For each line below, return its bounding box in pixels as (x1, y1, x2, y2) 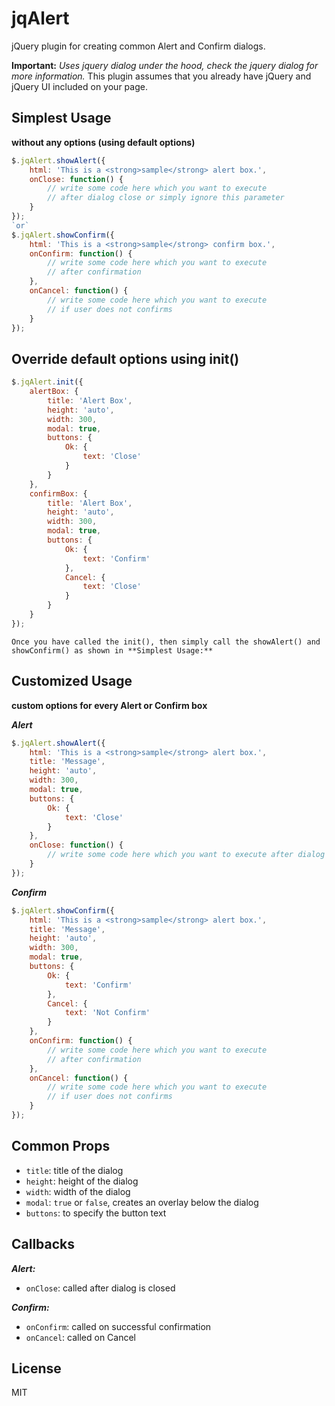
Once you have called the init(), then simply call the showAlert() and (11, 637, 321, 647)
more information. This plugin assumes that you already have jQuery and (11, 70, 312, 82)
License (11, 1360, 62, 1377)
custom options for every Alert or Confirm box (11, 699, 208, 711)
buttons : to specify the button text (25, 1207, 167, 1219)
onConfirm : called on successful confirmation (25, 1320, 212, 1332)
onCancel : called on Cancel (25, 1331, 137, 1343)
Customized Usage (11, 673, 133, 690)
